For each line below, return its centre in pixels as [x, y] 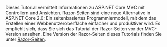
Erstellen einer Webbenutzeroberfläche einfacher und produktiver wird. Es [83, 23]
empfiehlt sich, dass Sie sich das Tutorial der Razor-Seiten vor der [74, 29]
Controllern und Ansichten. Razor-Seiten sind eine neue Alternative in [78, 13]
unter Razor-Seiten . [26, 39]
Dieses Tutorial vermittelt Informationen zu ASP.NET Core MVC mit [75, 7]
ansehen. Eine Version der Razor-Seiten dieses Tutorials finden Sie [92, 34]
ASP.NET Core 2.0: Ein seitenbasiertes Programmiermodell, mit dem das [81, 18]
